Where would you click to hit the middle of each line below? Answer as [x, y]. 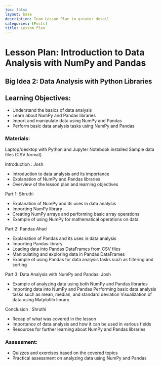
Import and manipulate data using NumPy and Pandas [67, 120]
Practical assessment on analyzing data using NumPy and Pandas [79, 358]
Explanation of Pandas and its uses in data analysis [64, 238]
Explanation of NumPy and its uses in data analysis [64, 203]
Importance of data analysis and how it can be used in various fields [82, 324]
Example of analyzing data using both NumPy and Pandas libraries [80, 284]
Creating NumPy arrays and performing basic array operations [76, 214]
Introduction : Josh [24, 164]
